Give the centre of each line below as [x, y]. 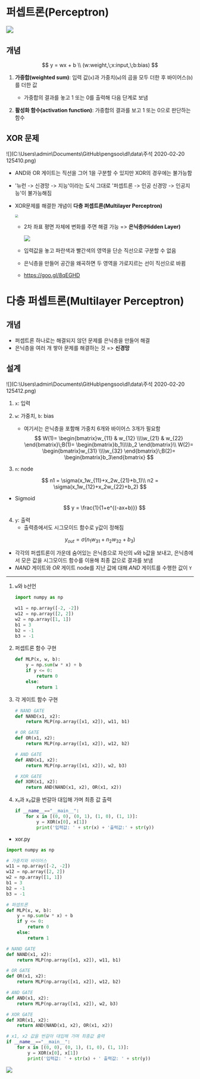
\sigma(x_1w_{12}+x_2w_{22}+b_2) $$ [100, 487]
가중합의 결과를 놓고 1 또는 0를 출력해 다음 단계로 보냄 [86, 97]
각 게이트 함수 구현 [36, 699]
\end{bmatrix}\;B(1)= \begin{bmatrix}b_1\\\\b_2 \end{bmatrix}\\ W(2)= [109, 444]
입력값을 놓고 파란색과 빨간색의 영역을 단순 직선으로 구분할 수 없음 [100, 250]
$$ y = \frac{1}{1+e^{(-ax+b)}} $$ [104, 508]
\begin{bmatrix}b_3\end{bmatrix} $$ [109, 457]
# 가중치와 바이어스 [26, 860]
